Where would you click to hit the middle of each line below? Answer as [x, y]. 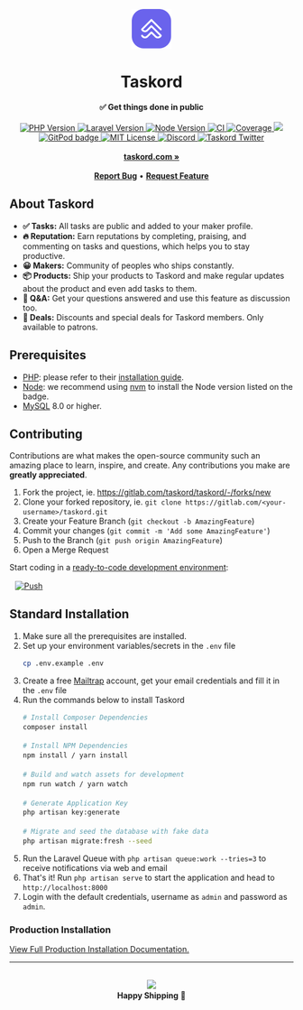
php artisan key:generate [71, 812]
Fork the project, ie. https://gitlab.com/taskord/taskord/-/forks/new [147, 493]
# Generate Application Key [75, 803]
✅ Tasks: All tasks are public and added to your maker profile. [138, 226]
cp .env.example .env [63, 663]
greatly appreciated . [48, 475]
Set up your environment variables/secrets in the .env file [129, 645]
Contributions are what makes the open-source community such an [135, 456]
